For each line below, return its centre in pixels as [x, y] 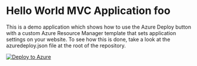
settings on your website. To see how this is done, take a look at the [88, 39]
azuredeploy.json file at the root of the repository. [66, 46]
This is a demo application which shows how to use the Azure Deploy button [98, 27]
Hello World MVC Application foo [88, 11]
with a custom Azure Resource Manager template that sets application [91, 33]
